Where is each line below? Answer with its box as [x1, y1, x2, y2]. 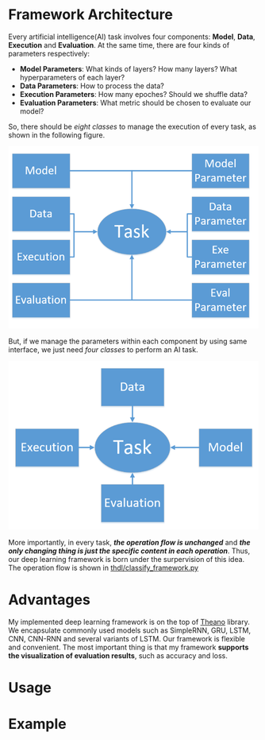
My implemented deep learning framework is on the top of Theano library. [8, 617, 250, 626]
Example [8, 715, 67, 733]
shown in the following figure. [8, 130, 106, 140]
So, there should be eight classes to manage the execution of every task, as [8, 122, 256, 131]
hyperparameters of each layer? [19, 72, 125, 82]
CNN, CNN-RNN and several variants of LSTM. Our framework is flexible [8, 633, 246, 643]
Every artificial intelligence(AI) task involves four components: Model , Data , [8, 32, 255, 41]
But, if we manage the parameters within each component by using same [8, 336, 248, 346]
